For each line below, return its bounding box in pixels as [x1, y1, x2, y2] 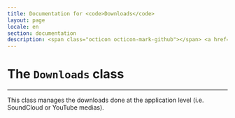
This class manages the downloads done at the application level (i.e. [7, 96, 204, 105]
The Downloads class [7, 66, 124, 82]
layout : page [7, 17, 45, 24]
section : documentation [7, 29, 77, 37]
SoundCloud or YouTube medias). [7, 103, 105, 112]
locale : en [7, 23, 39, 30]
